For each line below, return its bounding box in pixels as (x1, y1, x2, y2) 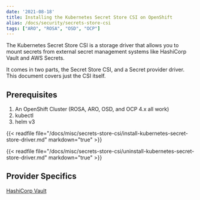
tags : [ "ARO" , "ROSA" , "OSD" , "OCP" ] (6, 25, 101, 32)
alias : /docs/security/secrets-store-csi (6, 20, 111, 26)
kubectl (14, 112, 34, 119)
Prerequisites (6, 90, 57, 100)
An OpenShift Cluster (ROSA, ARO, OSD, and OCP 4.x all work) (14, 106, 169, 113)
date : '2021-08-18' (6, 8, 55, 15)
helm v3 (14, 118, 35, 125)
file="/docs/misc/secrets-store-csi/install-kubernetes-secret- (35, 130, 189, 137)
